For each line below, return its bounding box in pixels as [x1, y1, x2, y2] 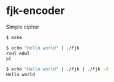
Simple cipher [6, 23, 40, 30]
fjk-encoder [6, 4, 65, 17]
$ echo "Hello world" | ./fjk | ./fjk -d [6, 66, 109, 72]
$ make [6, 34, 22, 40]
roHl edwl [6, 51, 30, 56]
